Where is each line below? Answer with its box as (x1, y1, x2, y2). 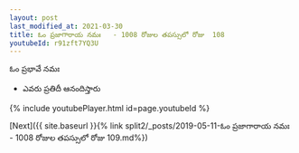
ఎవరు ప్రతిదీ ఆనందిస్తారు (22, 83, 101, 94)
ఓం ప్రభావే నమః (9, 63, 61, 74)
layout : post (9, 13, 59, 23)
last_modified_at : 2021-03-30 (9, 22, 124, 31)
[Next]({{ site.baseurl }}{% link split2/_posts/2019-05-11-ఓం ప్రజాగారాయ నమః (9, 120, 291, 131)
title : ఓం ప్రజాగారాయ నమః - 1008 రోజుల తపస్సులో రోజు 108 (9, 30, 225, 39)
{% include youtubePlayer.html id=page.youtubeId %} (9, 103, 210, 114)
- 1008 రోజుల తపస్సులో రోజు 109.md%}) (9, 132, 149, 143)
